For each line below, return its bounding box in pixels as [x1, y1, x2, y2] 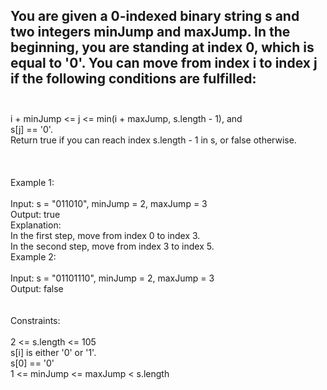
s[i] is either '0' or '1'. [10, 346, 97, 358]
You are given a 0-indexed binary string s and [10, 8, 300, 25]
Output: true [10, 208, 61, 220]
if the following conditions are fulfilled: [10, 70, 257, 88]
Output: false [10, 282, 64, 294]
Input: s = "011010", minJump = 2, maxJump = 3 [10, 197, 208, 209]
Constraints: [10, 314, 61, 326]
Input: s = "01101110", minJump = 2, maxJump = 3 [10, 272, 215, 284]
